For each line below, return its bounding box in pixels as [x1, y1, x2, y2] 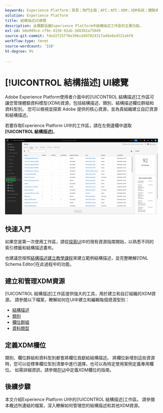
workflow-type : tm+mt [5, 39, 49, 44]
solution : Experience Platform [5, 13, 68, 18]
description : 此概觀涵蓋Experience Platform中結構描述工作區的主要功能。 [5, 23, 144, 28]
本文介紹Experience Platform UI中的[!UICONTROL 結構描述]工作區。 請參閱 [5, 396, 155, 402]
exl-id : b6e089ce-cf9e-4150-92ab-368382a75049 [5, 28, 101, 34]
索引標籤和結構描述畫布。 [5, 245, 56, 251]
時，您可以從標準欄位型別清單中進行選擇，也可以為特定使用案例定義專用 [5, 360, 149, 367]
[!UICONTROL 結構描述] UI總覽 [5, 77, 129, 88]
